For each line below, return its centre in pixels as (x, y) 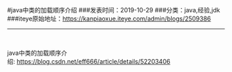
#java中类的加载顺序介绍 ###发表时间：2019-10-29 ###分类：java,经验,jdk (114, 10)
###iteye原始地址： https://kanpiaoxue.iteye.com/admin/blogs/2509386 (109, 19)
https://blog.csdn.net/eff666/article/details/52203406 (93, 61)
